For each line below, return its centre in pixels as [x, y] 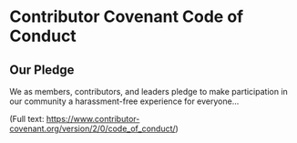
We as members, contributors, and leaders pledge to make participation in [149, 92]
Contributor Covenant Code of [127, 17]
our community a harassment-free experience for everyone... [124, 101]
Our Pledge [42, 70]
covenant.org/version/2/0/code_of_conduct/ [92, 128]
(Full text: [27, 119]
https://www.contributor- [93, 119]
